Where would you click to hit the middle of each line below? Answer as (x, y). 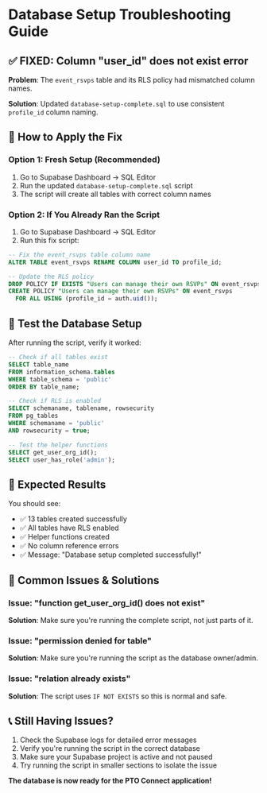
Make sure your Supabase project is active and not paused (116, 757)
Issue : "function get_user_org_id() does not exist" (107, 603)
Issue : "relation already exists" (70, 679)
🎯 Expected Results (57, 484)
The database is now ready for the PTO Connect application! (110, 781)
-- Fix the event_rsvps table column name (79, 255)
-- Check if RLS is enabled (55, 401)
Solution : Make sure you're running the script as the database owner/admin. (133, 658)
